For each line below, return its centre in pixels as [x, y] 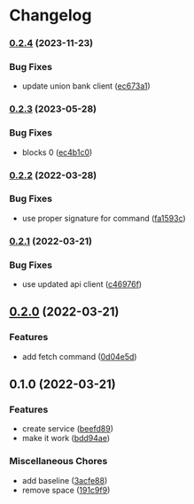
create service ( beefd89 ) [67, 429]
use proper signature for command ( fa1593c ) [104, 218]
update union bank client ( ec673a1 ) [86, 86]
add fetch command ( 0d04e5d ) [79, 356]
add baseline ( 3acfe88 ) [65, 480]
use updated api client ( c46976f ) [82, 284]
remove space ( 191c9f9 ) [66, 490]
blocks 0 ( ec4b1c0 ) [57, 152]
